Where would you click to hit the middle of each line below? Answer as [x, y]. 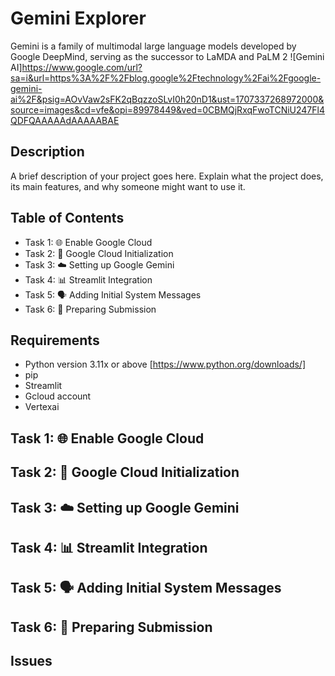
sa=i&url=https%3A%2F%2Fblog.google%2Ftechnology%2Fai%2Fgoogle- [166, 78]
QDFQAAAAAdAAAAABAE [65, 120]
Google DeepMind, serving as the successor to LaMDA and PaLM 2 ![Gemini [167, 56]
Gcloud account [58, 396]
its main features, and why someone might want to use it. [128, 186]
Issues [31, 661]
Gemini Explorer [78, 18]
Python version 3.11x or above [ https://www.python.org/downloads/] [165, 364]
